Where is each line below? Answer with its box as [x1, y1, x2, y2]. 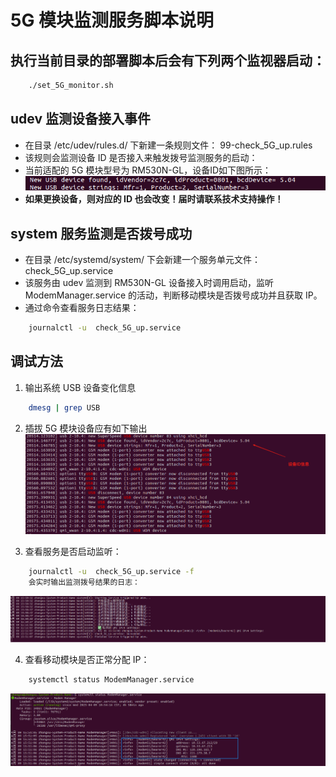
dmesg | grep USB [28, 402, 101, 413]
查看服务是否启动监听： [24, 546, 122, 558]
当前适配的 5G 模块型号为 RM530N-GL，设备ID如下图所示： [24, 164, 272, 176]
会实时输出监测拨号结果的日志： [28, 577, 141, 588]
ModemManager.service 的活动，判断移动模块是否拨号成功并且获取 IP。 [24, 289, 323, 301]
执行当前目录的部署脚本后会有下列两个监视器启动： [10, 52, 326, 69]
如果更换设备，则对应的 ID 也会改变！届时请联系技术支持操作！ [24, 193, 284, 205]
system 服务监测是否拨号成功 [10, 225, 193, 242]
